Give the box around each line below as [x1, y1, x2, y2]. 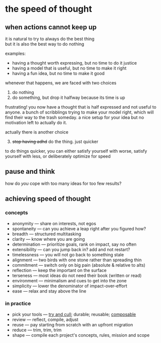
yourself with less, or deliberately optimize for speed [5, 153, 111, 159]
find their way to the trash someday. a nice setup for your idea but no [5, 114, 144, 120]
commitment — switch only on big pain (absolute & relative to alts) [12, 262, 145, 268]
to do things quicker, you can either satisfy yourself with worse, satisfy [5, 148, 147, 154]
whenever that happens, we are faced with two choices [5, 80, 117, 86]
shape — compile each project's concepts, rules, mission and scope [12, 332, 150, 338]
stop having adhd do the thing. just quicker [12, 138, 99, 144]
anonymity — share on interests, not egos [12, 220, 97, 226]
